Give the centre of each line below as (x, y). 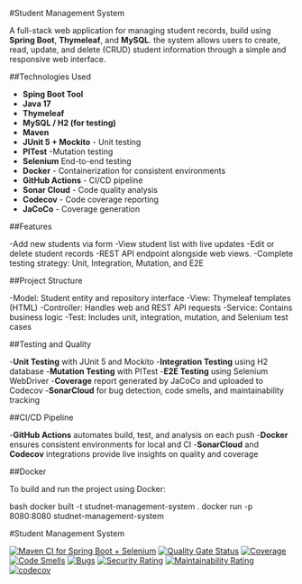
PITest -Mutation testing (68, 151)
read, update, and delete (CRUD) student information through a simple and (148, 50)
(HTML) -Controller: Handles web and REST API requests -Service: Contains (151, 307)
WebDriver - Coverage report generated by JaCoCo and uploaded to (137, 381)
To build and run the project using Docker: (88, 489)
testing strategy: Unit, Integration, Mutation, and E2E (107, 263)
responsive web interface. (58, 59)
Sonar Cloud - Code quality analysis (90, 190)
